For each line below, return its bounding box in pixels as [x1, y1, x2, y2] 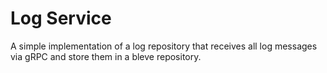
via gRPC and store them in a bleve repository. [10, 50, 202, 62]
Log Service [10, 7, 112, 30]
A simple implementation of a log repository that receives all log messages [10, 40, 318, 52]
